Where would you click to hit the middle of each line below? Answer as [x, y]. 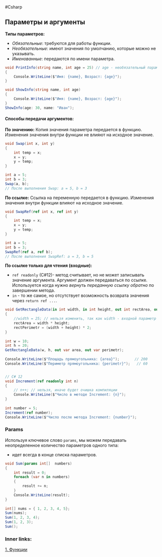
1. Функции [16, 550]
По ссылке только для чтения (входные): [49, 265]
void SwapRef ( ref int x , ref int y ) [42, 212]
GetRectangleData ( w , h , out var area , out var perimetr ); [64, 350]
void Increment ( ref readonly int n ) [42, 381]
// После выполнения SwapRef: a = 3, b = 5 [49, 256]
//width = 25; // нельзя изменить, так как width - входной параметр [85, 319]
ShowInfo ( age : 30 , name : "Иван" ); [40, 108]
